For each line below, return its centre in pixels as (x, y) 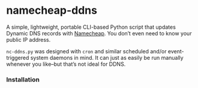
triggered (18, 57)
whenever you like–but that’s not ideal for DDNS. (66, 64)
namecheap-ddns (52, 10)
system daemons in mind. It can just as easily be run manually (107, 57)
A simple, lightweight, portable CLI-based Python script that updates (91, 27)
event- (176, 51)
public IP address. (28, 40)
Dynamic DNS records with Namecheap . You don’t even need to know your (99, 33)
